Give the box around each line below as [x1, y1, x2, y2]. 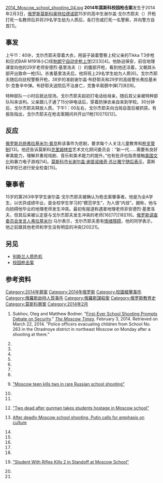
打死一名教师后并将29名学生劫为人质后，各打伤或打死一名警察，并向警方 [5, 17, 151, 22]
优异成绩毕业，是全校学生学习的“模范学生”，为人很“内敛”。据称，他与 [18, 200, 157, 206]
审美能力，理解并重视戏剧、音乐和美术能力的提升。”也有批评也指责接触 [5, 152, 146, 158]
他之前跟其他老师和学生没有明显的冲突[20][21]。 [5, 224, 102, 230]
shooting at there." [12, 332, 50, 338]
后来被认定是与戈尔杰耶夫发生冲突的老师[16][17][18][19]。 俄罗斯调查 [22, 212, 158, 218]
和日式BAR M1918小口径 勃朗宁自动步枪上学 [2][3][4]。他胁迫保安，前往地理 [5, 58, 155, 64]
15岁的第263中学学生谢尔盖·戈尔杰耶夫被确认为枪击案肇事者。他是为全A [5, 194, 149, 200]
